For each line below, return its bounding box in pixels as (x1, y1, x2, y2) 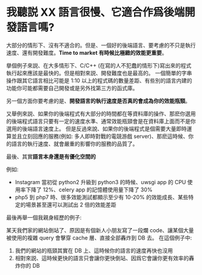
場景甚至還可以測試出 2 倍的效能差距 (25, 201, 117, 208)
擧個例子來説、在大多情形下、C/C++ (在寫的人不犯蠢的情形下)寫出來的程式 (6, 61, 192, 69)
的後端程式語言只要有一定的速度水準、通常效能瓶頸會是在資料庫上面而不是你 (6, 117, 196, 125)
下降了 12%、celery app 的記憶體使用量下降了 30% (25, 186, 153, 193)
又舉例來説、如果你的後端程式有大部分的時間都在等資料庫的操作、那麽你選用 (6, 110, 196, 117)
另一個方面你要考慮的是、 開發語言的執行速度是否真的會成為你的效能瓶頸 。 (6, 97, 191, 104)
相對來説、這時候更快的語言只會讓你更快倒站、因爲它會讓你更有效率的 (14, 254, 189, 262)
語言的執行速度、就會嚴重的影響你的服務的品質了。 (11, 140, 138, 147)
